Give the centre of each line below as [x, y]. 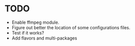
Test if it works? [28, 33]
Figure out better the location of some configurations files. [71, 27]
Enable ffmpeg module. [35, 22]
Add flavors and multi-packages [44, 38]
